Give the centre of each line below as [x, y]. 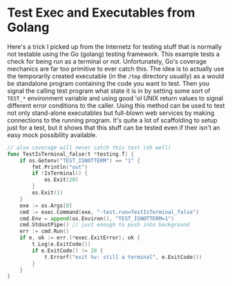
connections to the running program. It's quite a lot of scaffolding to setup [112, 120]
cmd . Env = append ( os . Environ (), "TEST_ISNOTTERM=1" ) [97, 218]
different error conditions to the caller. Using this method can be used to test [116, 105]
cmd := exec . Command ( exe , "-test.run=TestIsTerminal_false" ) [109, 212]
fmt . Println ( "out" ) [60, 167]
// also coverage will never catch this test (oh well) [89, 148]
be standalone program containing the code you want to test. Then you [108, 83]
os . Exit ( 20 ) [61, 180]
